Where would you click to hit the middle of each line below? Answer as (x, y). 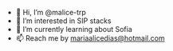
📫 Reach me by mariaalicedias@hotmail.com (90, 38)
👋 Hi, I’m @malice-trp (51, 12)
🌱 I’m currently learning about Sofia (74, 29)
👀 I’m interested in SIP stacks (63, 21)
